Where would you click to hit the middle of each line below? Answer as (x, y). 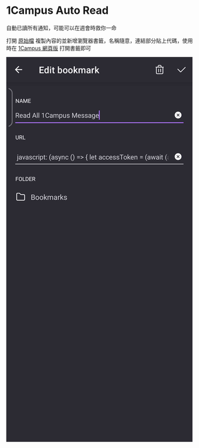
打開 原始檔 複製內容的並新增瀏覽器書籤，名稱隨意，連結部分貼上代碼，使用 (99, 40)
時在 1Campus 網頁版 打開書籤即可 (49, 48)
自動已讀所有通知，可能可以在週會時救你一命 (61, 28)
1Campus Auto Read (58, 11)
